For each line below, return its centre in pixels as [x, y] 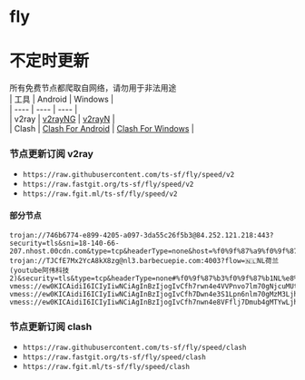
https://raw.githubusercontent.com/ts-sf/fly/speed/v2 [128, 175]
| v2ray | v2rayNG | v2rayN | [62, 119]
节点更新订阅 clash [51, 326]
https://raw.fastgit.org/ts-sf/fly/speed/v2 [108, 185]
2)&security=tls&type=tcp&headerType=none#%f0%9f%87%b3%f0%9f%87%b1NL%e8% [154, 278]
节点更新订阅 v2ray [51, 154]
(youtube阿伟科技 [39, 270]
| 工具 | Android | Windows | [62, 99]
